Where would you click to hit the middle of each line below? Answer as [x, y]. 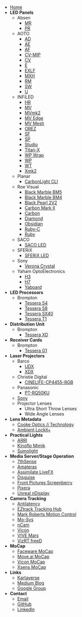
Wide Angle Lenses [44, 414]
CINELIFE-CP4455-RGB [49, 382]
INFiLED [25, 97]
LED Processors [26, 292]
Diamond [34, 219]
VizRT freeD [30, 541]
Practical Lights [26, 435]
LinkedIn [26, 609]
